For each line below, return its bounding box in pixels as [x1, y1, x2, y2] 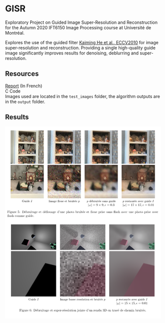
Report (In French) [5, 83, 42, 89]
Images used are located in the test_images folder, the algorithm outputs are [5, 93, 161, 99]
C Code [5, 88, 21, 94]
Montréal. [5, 30, 25, 36]
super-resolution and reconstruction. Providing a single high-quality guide [5, 45, 156, 51]
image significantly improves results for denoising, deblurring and [5, 50, 139, 56]
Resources [5, 70, 39, 78]
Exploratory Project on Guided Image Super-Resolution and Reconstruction [5, 19, 158, 25]
